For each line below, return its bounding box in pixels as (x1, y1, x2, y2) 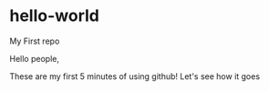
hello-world (9, 5, 100, 26)
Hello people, (9, 53, 59, 64)
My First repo (9, 35, 60, 46)
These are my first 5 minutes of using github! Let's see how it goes (9, 70, 261, 82)
